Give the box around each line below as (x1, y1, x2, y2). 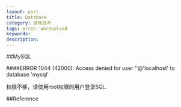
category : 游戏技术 (6, 20, 52, 26)
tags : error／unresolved (6, 25, 68, 32)
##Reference (6, 95, 39, 102)
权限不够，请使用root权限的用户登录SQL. (6, 83, 108, 90)
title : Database (6, 14, 47, 20)
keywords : (6, 31, 31, 37)
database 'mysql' (6, 71, 49, 78)
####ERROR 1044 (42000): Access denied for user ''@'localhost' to (6, 65, 176, 72)
